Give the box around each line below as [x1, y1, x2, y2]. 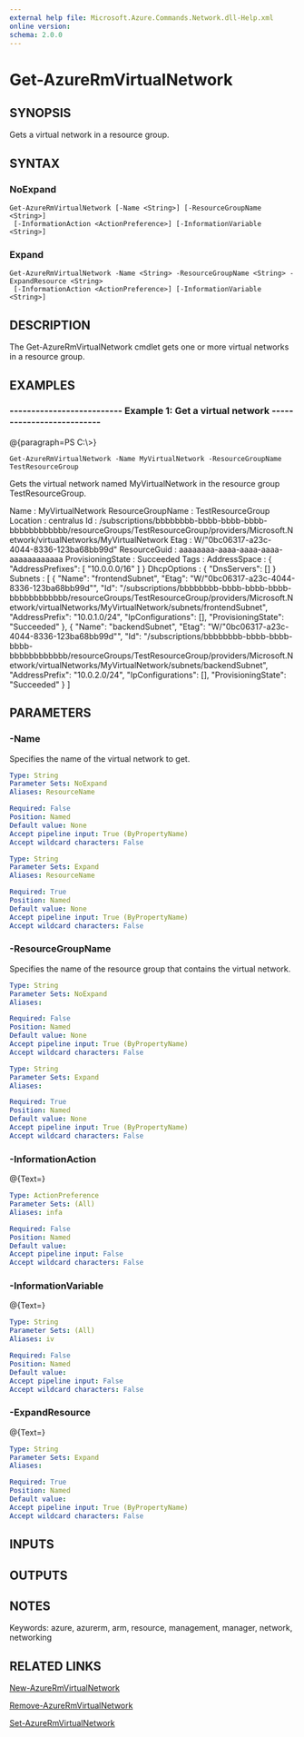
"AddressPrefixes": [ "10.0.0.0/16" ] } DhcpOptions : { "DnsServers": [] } [9, 563, 277, 574]
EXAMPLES [9, 378, 75, 393]
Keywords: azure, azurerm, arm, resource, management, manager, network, [9, 1623, 293, 1633]
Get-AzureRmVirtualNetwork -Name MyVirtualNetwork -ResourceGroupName [9, 454, 282, 463]
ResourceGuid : [119, 544, 177, 555]
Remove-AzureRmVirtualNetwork [9, 1700, 133, 1712]
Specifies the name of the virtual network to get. [9, 753, 191, 764]
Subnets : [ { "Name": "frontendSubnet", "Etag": [9, 573, 189, 584]
